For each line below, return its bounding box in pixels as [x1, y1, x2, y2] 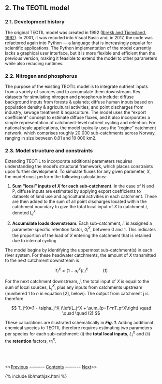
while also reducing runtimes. [5, 60, 64, 66]
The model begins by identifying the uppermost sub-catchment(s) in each [5, 247, 152, 253]
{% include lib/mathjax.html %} [5, 373, 67, 379]
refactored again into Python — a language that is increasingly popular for [5, 40, 152, 46]
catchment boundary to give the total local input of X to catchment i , [12, 204, 148, 210]
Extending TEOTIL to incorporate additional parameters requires [5, 158, 133, 164]
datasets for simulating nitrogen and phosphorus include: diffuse [5, 94, 134, 100]
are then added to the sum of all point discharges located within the [12, 199, 147, 204]
